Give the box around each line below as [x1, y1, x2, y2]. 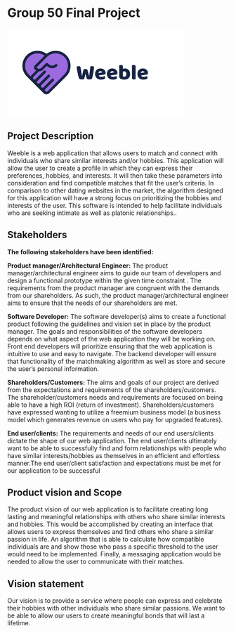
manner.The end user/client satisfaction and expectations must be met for [7, 459, 221, 467]
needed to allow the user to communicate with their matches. [7, 557, 185, 566]
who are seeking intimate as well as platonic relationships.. [7, 209, 177, 217]
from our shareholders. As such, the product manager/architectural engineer [7, 291, 229, 299]
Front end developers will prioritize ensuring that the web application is [7, 342, 213, 351]
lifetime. [7, 619, 31, 627]
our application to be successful [7, 466, 100, 475]
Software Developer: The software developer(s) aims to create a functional [7, 312, 226, 320]
